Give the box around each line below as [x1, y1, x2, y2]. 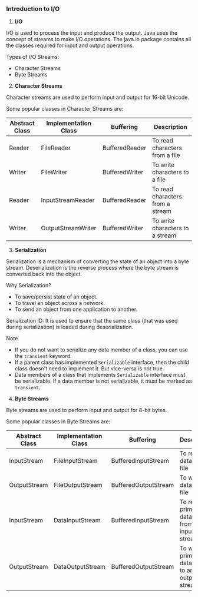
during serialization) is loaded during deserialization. [6, 323, 134, 331]
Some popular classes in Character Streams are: [6, 105, 124, 112]
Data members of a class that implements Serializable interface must [14, 372, 186, 379]
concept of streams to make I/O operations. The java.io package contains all [6, 36, 192, 43]
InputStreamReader [41, 196, 95, 204]
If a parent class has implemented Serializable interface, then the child [14, 359, 190, 366]
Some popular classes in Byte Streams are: [6, 418, 111, 425]
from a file [152, 151, 181, 160]
